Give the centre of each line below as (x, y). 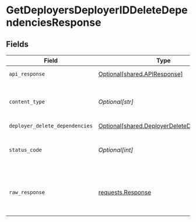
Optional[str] (116, 102)
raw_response (27, 192)
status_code (26, 150)
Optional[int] (116, 150)
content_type (27, 102)
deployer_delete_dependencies (51, 126)
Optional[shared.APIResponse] (141, 74)
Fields (17, 44)
